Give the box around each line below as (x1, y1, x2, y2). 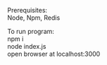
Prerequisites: (7, 6, 48, 14)
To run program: (7, 28, 55, 35)
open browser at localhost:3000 (7, 49, 101, 58)
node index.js (7, 42, 46, 50)
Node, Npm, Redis (7, 13, 61, 22)
